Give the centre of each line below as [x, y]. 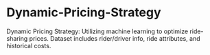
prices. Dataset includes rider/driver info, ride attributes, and [115, 38]
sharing [17, 38]
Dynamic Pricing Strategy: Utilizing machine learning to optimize [97, 31]
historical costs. [29, 45]
